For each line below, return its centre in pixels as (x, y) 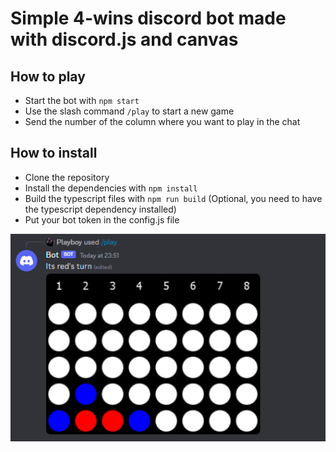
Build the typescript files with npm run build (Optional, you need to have (173, 198)
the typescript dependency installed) (100, 209)
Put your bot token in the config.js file (102, 219)
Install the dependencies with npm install (111, 188)
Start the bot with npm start (82, 100)
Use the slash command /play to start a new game (129, 111)
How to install (54, 153)
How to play (48, 76)
